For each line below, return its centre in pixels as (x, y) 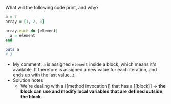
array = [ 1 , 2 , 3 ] (25, 22)
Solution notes (28, 80)
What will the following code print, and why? (52, 7)
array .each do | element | (32, 31)
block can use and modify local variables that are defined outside (91, 91)
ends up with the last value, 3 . (44, 75)
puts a (12, 50)
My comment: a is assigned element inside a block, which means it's (84, 64)
